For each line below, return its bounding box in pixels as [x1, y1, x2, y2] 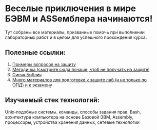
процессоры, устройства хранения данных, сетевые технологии [5, 119, 140, 125]
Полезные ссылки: [5, 49, 66, 57]
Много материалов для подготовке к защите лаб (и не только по [12, 77, 147, 82]
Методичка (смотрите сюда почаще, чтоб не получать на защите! [12, 66, 150, 72]
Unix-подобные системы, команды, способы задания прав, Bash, [5, 109, 141, 114]
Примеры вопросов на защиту [12, 61, 76, 67]
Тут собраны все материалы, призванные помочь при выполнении [5, 29, 145, 35]
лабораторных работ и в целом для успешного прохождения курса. [5, 34, 147, 40]
